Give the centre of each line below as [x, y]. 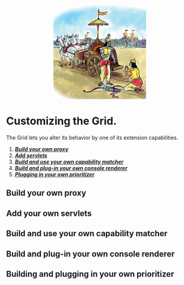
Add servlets [31, 155]
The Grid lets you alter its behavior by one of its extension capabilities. [92, 137]
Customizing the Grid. [61, 121]
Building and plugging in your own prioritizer [90, 274]
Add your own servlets [49, 213]
